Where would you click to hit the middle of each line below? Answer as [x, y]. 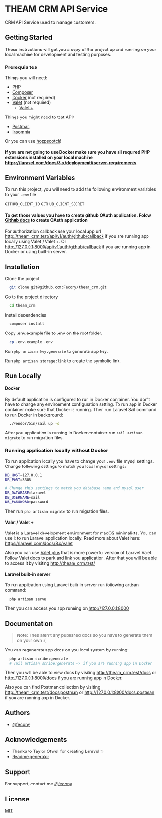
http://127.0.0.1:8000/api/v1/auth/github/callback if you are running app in [78, 247]
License [17, 799]
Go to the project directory [31, 297]
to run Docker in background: [34, 415]
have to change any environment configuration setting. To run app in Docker [81, 404]
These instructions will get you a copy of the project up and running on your [81, 49]
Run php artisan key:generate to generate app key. [57, 351]
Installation [22, 267]
